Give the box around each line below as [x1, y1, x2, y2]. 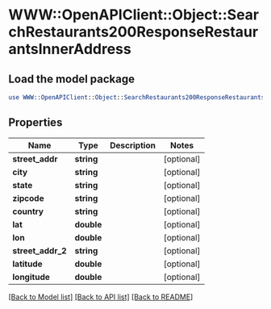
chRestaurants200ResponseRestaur [8, 23, 259, 41]
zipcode [12, 192, 44, 203]
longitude [12, 271, 50, 282]
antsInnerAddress [8, 40, 131, 58]
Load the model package [8, 72, 135, 86]
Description [110, 140, 156, 151]
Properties [8, 115, 63, 130]
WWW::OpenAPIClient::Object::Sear [8, 6, 260, 24]
